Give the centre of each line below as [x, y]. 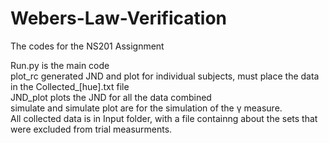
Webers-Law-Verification [118, 18]
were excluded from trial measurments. [91, 129]
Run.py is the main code [60, 65]
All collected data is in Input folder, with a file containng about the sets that [164, 118]
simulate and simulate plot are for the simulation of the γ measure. [146, 108]
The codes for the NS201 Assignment [87, 46]
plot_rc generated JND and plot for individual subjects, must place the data [165, 76]
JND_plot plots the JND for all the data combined [111, 97]
